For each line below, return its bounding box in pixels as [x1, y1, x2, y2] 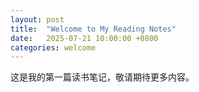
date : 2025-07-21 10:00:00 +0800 [10, 33, 159, 43]
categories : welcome [10, 42, 97, 53]
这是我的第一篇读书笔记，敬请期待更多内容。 [10, 71, 195, 83]
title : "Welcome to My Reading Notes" [10, 24, 177, 34]
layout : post [10, 14, 65, 25]
